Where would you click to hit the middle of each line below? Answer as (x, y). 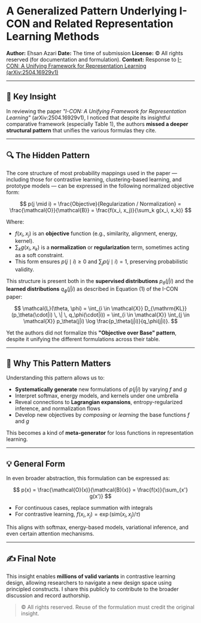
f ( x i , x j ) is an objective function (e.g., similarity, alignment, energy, (96, 234)
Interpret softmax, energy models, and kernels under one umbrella (97, 396)
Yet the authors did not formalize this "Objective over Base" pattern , (92, 332)
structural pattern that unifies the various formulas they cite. (81, 130)
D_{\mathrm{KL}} (166, 308)
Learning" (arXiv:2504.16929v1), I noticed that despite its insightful (88, 118)
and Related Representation (103, 24)
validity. (25, 269)
